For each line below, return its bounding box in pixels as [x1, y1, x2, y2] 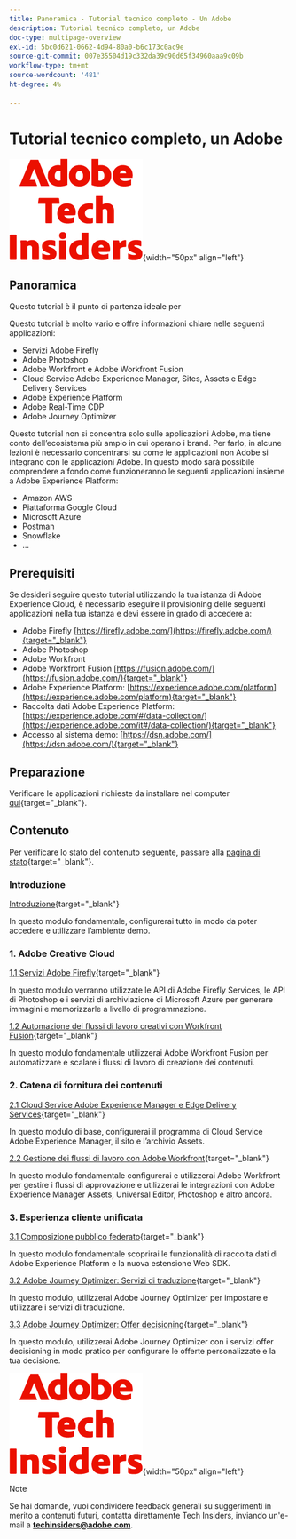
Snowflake [21, 530, 61, 541]
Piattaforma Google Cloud [21, 502, 117, 513]
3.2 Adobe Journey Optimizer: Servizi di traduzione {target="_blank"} [9, 1275, 261, 1286]
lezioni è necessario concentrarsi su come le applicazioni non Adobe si [9, 447, 269, 458]
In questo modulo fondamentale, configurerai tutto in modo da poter [9, 916, 258, 927]
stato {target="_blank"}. [9, 856, 95, 866]
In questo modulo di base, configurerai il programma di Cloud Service [9, 1126, 263, 1136]
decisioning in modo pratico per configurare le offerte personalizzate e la [9, 1346, 277, 1356]
